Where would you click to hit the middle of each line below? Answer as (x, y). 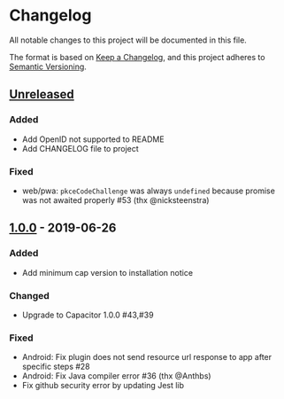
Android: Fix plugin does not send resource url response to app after (147, 357)
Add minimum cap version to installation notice (107, 272)
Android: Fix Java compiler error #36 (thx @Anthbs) (116, 376)
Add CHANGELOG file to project (80, 148)
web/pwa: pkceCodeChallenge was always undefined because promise (149, 191)
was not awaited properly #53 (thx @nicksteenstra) (115, 199)
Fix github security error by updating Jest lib (103, 386)
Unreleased (42, 94)
